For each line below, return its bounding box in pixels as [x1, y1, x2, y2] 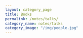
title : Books [5, 12, 32, 17]
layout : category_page [5, 7, 52, 12]
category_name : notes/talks [5, 21, 63, 26]
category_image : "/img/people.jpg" [5, 26, 79, 31]
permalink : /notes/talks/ [5, 16, 58, 21]
